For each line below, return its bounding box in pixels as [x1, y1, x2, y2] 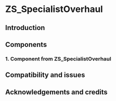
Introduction [5, 23, 45, 32]
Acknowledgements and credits [5, 87, 108, 96]
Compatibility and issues [5, 71, 85, 79]
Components [5, 40, 47, 48]
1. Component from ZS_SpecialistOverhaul [5, 55, 111, 62]
